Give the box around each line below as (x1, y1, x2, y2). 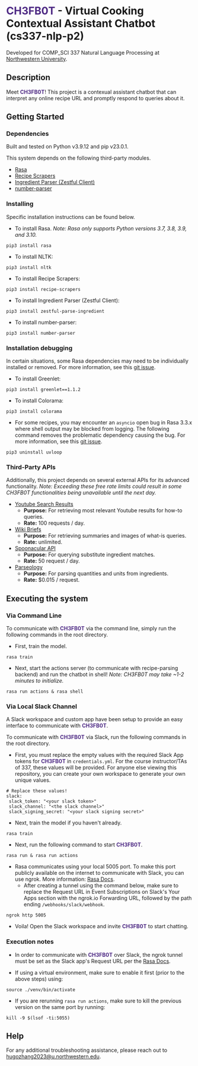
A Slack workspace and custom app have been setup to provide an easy (6, 716, 183, 723)
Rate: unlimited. (23, 538, 62, 545)
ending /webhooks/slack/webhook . (23, 901, 105, 908)
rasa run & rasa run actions (6, 853, 78, 859)
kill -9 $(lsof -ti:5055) (6, 1015, 70, 1021)
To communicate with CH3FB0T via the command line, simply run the (6, 625, 176, 632)
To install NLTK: (14, 253, 53, 260)
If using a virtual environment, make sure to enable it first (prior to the (14, 969, 185, 976)
